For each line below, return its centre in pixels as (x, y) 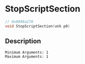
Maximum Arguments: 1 (27, 56)
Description (23, 41)
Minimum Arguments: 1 (27, 52)
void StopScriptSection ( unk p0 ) (37, 26)
